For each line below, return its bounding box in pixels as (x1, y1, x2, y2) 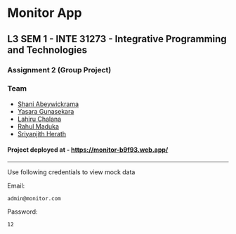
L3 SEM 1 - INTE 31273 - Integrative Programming (7, 33, 227, 45)
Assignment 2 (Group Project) (7, 65, 112, 74)
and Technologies (7, 44, 88, 56)
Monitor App (7, 5, 82, 21)
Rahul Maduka (17, 122, 60, 131)
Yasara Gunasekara (17, 107, 74, 115)
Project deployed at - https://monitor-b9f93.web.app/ (7, 145, 169, 154)
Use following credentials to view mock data (7, 168, 136, 176)
